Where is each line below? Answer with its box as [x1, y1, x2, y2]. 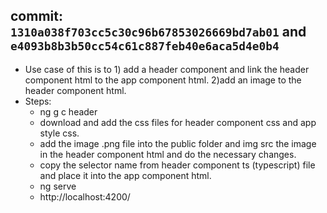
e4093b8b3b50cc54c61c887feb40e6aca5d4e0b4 [10, 39, 280, 54]
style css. [39, 127, 80, 139]
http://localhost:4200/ [39, 190, 131, 203]
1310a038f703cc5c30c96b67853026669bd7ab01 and [10, 24, 307, 41]
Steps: [24, 95, 52, 107]
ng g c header [39, 105, 98, 118]
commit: [10, 8, 63, 25]
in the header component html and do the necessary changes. [39, 148, 297, 160]
